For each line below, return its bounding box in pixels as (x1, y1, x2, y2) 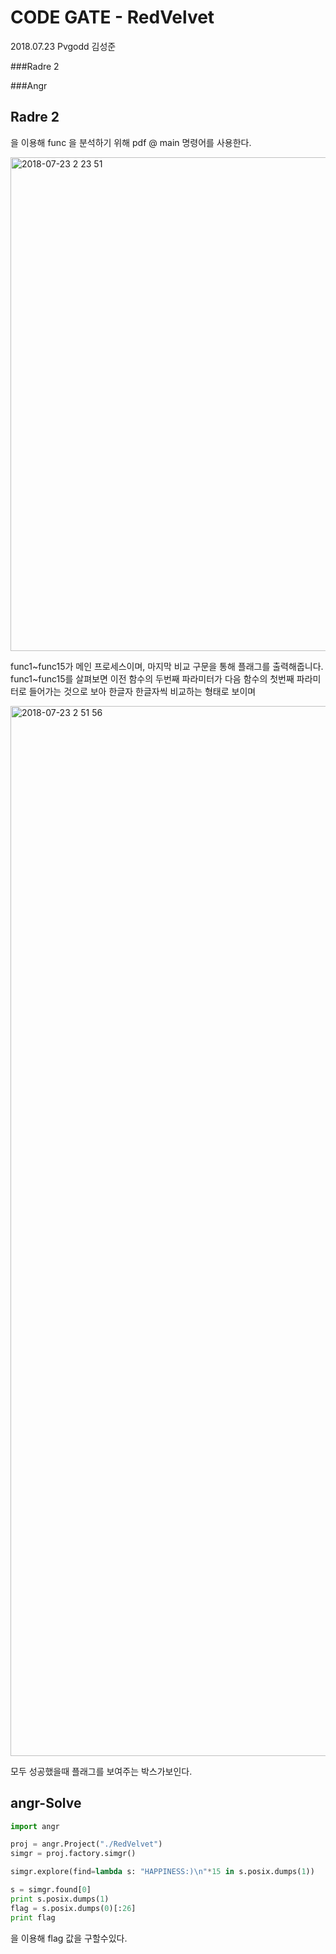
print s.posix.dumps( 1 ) (10, 1894, 110, 1904)
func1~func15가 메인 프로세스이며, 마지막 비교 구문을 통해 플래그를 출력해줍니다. (10, 660, 324, 672)
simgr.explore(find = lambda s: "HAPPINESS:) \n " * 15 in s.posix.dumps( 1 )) (10, 1867, 315, 1877)
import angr (10, 1821, 60, 1831)
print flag (10, 1912, 56, 1923)
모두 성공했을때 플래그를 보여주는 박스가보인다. (10, 1765, 193, 1777)
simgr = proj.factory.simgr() (10, 1849, 137, 1859)
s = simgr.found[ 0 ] (10, 1885, 92, 1895)
